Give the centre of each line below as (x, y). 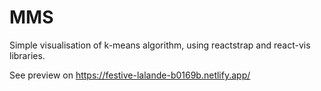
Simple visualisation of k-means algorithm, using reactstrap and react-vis (160, 45)
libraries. (27, 55)
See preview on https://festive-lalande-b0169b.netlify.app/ (130, 75)
